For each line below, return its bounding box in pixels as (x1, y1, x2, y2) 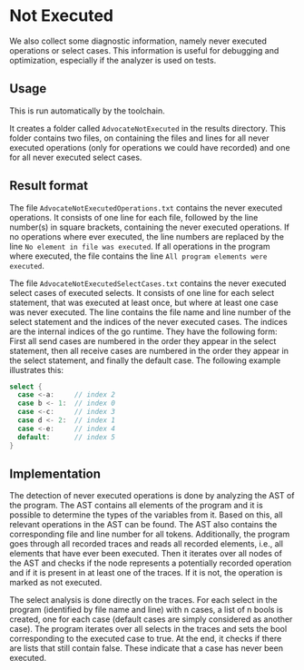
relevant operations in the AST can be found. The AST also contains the (9, 519, 278, 530)
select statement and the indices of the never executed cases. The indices (9, 316, 288, 327)
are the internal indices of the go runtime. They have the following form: (9, 326, 279, 337)
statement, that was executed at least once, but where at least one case (9, 297, 279, 308)
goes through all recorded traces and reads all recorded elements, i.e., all (9, 538, 284, 549)
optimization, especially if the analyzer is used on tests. (9, 54, 217, 65)
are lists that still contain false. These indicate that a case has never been (9, 643, 284, 654)
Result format (9, 178, 89, 193)
